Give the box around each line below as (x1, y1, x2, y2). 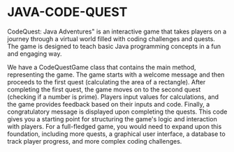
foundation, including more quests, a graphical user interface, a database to (7, 130, 226, 138)
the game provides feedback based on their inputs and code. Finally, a (7, 100, 210, 108)
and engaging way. (7, 50, 62, 58)
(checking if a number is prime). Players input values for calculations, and (7, 92, 219, 101)
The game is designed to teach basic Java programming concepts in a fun (7, 42, 221, 50)
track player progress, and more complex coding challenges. (7, 137, 182, 145)
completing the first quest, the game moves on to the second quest (7, 85, 201, 93)
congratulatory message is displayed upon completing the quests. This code (7, 107, 228, 116)
